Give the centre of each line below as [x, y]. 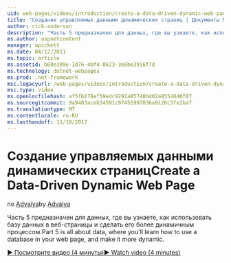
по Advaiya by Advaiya [39, 204]
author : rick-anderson [40, 26]
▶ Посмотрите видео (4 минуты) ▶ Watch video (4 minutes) [94, 253]
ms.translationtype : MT [41, 109]
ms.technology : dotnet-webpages [53, 71]
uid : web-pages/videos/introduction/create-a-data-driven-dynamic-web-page [118, 13]
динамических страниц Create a [104, 171]
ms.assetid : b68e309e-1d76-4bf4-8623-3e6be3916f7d [81, 65]
